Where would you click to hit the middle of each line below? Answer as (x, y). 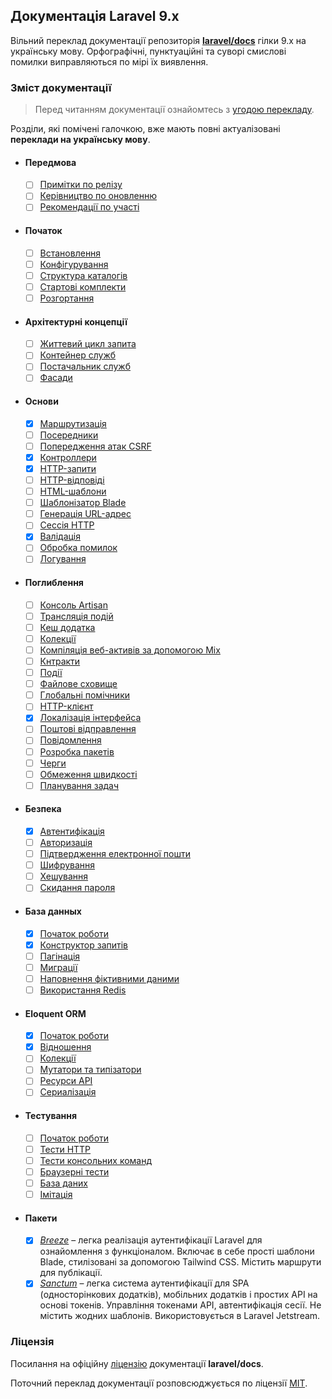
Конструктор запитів (83, 945)
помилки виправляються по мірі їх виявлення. (109, 61)
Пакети (41, 1218)
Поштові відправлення (88, 729)
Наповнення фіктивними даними (109, 978)
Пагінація (60, 956)
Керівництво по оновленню (98, 196)
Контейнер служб (78, 355)
